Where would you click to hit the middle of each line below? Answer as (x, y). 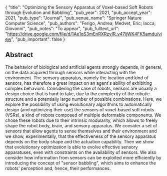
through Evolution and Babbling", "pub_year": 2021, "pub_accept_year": (78, 13)
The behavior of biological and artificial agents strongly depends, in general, (84, 67)
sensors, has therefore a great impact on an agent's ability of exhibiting (79, 83)
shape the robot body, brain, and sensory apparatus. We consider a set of (81, 125)
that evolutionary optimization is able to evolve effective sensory (72, 147)
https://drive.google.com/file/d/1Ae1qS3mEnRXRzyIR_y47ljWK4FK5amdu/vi (85, 34)
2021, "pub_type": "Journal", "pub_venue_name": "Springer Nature (73, 18)
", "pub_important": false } (38, 39)
